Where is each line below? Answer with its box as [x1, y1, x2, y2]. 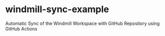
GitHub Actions [5, 25, 37, 31]
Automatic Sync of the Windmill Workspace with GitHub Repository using [5, 20, 160, 26]
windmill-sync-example [5, 4, 109, 15]
